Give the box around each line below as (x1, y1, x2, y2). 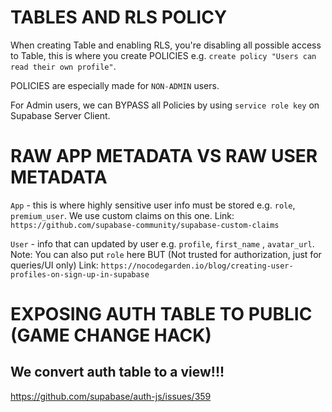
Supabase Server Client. (10, 109, 111, 121)
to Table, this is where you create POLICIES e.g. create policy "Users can (10, 49, 317, 61)
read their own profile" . (10, 60, 117, 72)
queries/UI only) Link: (10, 259, 99, 271)
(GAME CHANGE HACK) (10, 324, 212, 347)
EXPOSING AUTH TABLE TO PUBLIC (10, 303, 313, 326)
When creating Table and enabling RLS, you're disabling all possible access (10, 39, 322, 51)
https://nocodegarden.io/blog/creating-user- (100, 261, 294, 271)
